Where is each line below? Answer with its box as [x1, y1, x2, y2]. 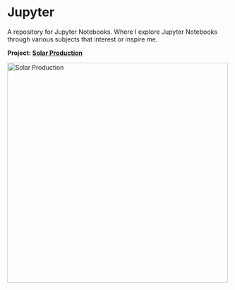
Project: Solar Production [7, 49, 83, 57]
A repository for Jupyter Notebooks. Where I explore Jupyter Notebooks [7, 27, 217, 36]
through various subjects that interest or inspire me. [7, 34, 158, 43]
